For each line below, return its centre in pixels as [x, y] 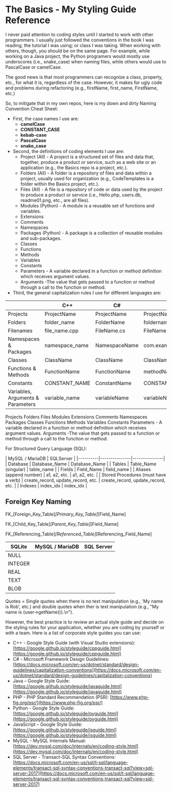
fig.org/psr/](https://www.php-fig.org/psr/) [58, 702]
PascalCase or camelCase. [34, 67]
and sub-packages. [41, 238]
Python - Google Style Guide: [44, 708]
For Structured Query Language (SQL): [46, 448]
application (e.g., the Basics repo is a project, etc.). [74, 167]
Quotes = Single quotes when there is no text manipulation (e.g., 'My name [84, 601]
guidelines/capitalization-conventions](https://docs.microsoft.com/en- [87, 670]
